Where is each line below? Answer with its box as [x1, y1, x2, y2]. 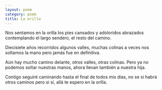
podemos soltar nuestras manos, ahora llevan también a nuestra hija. [5, 64, 146, 70]
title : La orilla [5, 16, 41, 21]
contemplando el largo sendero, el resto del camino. [5, 35, 111, 41]
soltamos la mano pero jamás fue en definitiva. [5, 50, 101, 56]
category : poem [5, 12, 37, 17]
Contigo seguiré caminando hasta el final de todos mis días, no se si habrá [5, 74, 157, 80]
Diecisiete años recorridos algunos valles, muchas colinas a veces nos [5, 45, 150, 51]
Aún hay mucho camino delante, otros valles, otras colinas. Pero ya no [5, 60, 149, 65]
